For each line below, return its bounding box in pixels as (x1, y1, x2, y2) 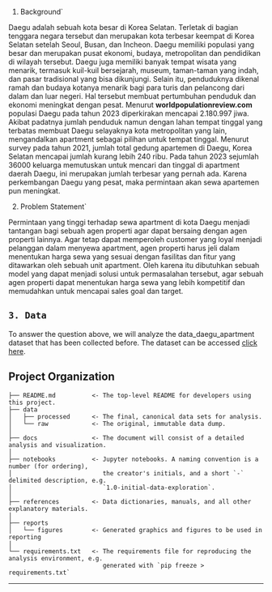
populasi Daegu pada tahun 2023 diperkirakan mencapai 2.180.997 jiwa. (8, 109, 249, 118)
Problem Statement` (19, 202, 87, 211)
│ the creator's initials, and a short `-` (8, 469, 244, 477)
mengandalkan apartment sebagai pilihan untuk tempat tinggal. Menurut (8, 134, 249, 144)
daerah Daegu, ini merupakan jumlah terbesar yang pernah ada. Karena (8, 169, 247, 178)
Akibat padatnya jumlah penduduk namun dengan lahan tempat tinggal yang (8, 117, 263, 126)
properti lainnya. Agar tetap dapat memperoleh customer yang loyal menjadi (8, 235, 262, 244)
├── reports (8, 518, 49, 527)
